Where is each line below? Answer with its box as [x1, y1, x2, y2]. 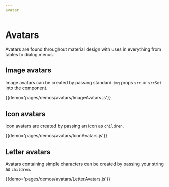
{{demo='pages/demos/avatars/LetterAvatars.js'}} [5, 176, 111, 182]
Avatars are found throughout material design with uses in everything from [5, 46, 161, 52]
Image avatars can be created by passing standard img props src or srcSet [5, 80, 162, 86]
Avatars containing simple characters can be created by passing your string [5, 161, 164, 167]
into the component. [5, 85, 48, 91]
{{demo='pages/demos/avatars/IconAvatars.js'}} [5, 133, 108, 139]
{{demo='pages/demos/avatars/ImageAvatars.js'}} [5, 95, 111, 101]
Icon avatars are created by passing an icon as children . [5, 123, 124, 129]
